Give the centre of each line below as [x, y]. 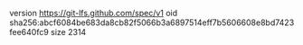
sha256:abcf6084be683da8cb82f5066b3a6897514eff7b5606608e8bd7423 [152, 22]
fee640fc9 [29, 32]
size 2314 [69, 32]
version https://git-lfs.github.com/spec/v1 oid [94, 13]
